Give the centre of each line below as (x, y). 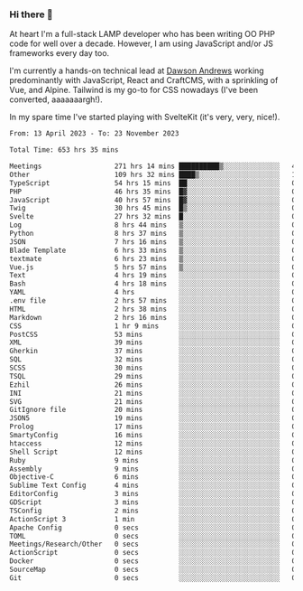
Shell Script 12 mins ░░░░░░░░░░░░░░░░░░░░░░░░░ (145, 452)
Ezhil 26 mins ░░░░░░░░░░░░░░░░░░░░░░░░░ (145, 385)
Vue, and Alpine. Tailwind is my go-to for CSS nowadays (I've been (134, 90)
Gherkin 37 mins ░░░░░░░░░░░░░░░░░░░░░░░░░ (145, 352)
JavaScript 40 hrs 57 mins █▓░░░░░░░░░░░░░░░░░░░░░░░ (145, 200)
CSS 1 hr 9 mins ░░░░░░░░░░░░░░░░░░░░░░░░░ (145, 326)
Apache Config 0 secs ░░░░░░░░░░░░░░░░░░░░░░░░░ (145, 528)
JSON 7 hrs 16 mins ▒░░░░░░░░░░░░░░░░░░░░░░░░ (145, 242)
